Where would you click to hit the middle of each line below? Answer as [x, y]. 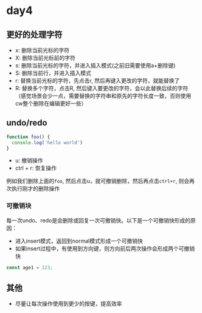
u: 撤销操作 [29, 160]
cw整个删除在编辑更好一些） [51, 103]
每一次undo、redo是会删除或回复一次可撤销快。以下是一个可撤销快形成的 [98, 220]
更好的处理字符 [34, 34]
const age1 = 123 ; [30, 267]
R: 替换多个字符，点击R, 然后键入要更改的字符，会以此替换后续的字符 [102, 88]
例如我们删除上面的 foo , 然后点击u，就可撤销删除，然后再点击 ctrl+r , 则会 [98, 181]
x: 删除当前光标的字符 [42, 50]
